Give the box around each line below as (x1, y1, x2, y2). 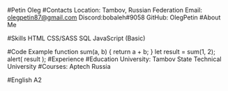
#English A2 (7, 76, 42, 84)
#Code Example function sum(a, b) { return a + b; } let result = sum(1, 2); (7, 48, 216, 56)
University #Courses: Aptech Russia (7, 63, 111, 70)
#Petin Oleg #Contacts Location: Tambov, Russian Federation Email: (7, 6, 203, 14)
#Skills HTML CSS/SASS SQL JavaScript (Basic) (7, 34, 146, 42)
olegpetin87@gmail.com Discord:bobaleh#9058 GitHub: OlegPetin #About (7, 13, 221, 22)
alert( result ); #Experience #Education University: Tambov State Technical (7, 55, 222, 63)
